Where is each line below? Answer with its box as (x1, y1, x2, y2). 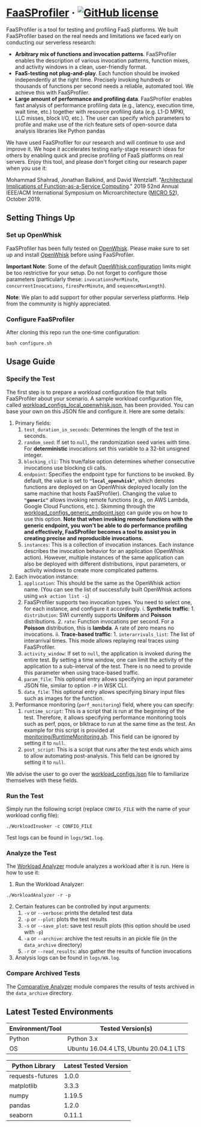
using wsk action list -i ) (23, 592, 90, 599)
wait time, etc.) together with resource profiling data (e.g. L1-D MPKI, (14, 108, 185, 115)
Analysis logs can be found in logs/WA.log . (14, 954, 121, 961)
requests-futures (9, 1072, 58, 1081)
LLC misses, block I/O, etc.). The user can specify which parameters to (14, 114, 191, 122)
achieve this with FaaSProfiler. (14, 89, 90, 96)
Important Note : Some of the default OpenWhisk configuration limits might (6, 263, 191, 270)
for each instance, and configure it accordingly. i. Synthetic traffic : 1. (23, 605, 195, 612)
